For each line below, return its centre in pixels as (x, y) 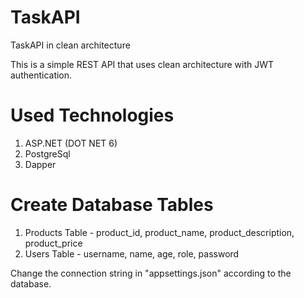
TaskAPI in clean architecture (70, 45)
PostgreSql (47, 153)
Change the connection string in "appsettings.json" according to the (151, 273)
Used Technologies (92, 115)
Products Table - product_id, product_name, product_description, (159, 232)
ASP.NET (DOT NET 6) (71, 143)
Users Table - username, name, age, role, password (132, 253)
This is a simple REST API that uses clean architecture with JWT (142, 64)
